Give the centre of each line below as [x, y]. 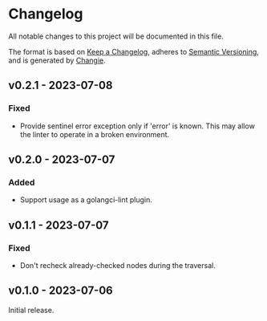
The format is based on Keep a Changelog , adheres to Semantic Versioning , [133, 51]
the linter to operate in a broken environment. [95, 134]
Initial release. [31, 310]
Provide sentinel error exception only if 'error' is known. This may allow [137, 126]
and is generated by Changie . [57, 60]
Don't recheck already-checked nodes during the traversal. [118, 265]
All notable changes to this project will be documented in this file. [116, 36]
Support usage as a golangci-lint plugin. [86, 200]
